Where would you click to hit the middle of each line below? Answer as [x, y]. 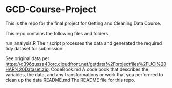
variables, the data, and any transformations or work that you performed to [84, 74]
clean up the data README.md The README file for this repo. [70, 80]
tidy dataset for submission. [35, 48]
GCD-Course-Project [51, 9]
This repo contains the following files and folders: [58, 33]
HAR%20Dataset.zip [27, 69]
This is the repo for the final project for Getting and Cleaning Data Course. [83, 23]
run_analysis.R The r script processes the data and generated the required [84, 43]
